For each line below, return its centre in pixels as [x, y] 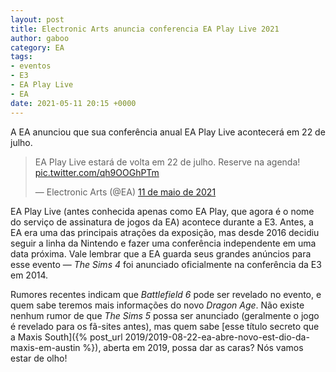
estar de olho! [39, 358]
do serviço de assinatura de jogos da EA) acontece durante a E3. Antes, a [162, 222]
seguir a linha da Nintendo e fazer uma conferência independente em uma [163, 243]
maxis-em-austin [45, 347]
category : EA [37, 47]
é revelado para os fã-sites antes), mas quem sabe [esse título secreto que [165, 326]
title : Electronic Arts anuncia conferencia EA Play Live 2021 [145, 29]
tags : [21, 57]
